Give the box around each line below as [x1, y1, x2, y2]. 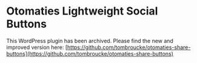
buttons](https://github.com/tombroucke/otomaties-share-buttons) [6, 50, 174, 57]
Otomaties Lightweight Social [6, 4, 158, 18]
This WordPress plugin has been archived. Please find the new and [6, 37, 174, 44]
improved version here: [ [6, 44, 68, 51]
